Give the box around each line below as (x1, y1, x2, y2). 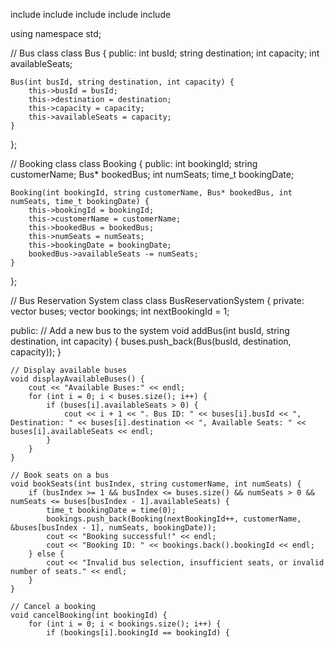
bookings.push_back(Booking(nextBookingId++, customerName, (46, 514, 302, 524)
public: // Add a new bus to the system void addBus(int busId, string (10, 325, 290, 336)
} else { (28, 549, 65, 559)
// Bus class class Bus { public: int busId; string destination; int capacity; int (10, 47, 320, 59)
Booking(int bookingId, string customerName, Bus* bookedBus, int (10, 188, 293, 198)
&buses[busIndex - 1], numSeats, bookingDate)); (10, 523, 217, 533)
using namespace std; (10, 28, 102, 39)
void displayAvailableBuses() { (10, 374, 145, 384)
